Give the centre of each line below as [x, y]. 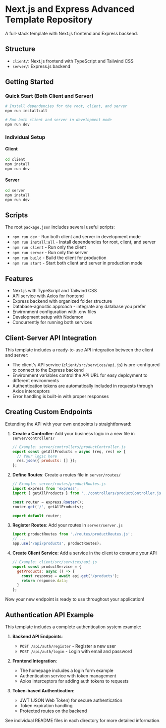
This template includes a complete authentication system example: [73, 627]
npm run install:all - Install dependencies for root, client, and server [84, 242]
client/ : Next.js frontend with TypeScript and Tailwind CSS [73, 61]
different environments [36, 380]
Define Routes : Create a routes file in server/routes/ [66, 475]
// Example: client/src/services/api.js [55, 562]
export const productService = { [47, 567]
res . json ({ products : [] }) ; [47, 461]
